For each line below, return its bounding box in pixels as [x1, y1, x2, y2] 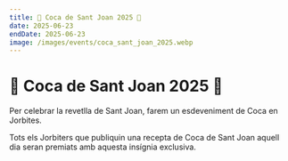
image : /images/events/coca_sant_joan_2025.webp [9, 37, 193, 47]
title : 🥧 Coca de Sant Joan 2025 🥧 [9, 12, 142, 22]
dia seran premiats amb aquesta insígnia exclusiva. [9, 141, 196, 152]
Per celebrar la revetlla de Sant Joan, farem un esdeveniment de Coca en [9, 106, 278, 117]
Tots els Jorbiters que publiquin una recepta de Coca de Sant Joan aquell [9, 133, 280, 143]
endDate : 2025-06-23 [9, 29, 86, 38]
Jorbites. [9, 115, 42, 125]
